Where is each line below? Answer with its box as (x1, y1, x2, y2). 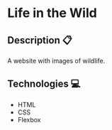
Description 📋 (7, 34, 72, 46)
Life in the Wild (7, 5, 97, 21)
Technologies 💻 (7, 78, 81, 90)
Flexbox (17, 115, 41, 124)
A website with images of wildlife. (7, 57, 106, 65)
